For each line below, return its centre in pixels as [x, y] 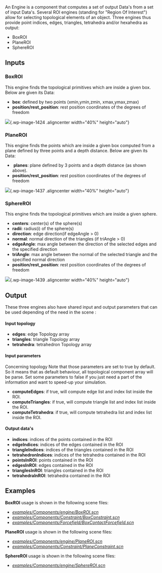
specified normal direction [38, 259]
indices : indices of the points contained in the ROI [62, 439]
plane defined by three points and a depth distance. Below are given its [76, 150]
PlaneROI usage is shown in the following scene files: [59, 532]
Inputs [15, 63]
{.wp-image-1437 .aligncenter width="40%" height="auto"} [70, 191]
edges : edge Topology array [41, 334]
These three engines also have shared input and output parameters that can [81, 307]
